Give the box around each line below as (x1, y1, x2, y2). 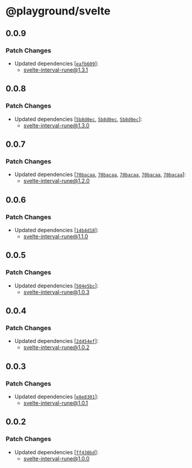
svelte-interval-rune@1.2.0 (23, 177, 90, 185)
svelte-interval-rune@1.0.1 (23, 399, 88, 407)
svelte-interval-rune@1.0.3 (23, 288, 90, 295)
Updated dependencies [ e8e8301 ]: (14, 393, 99, 400)
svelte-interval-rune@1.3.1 (23, 66, 88, 73)
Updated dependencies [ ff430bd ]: (14, 448, 99, 455)
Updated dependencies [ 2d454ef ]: (14, 337, 99, 345)
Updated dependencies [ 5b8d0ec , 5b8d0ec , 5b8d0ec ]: (14, 115, 143, 123)
